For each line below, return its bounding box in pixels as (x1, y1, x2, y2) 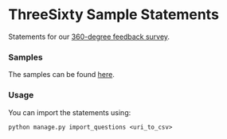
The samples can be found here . (8, 70, 115, 79)
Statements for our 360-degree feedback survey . (8, 32, 170, 41)
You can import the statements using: (8, 107, 131, 117)
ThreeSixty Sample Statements (8, 6, 219, 24)
